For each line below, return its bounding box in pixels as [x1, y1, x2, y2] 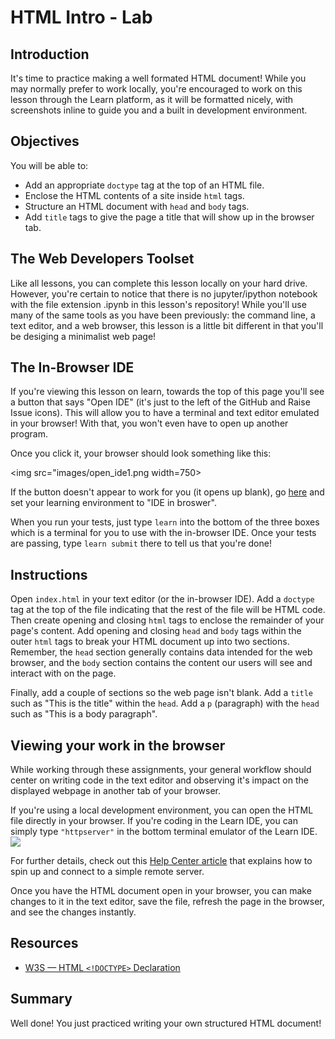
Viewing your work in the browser [10, 737, 226, 754]
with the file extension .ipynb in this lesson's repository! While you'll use [10, 298, 307, 310]
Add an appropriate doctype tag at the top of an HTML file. [24, 179, 265, 191]
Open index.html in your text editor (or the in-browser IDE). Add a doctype [10, 593, 315, 605]
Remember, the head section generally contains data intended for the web [10, 646, 313, 658]
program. [10, 428, 49, 440]
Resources [10, 935, 79, 952]
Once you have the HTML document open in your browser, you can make [10, 885, 312, 897]
